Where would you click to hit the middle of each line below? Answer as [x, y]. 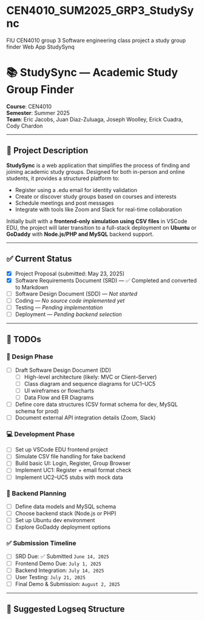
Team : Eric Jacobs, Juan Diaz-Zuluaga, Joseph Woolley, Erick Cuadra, [95, 119]
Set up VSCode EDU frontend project [61, 450]
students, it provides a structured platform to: [63, 178]
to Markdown [32, 287]
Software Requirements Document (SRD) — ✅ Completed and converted [106, 280]
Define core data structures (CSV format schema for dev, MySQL [96, 404]
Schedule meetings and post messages [64, 203]
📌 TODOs [24, 339]
